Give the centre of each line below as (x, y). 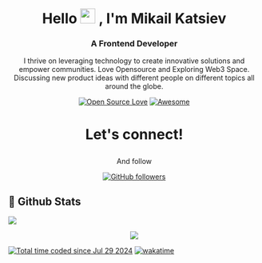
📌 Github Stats (45, 202)
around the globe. (134, 86)
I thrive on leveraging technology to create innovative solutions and (134, 61)
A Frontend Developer (134, 44)
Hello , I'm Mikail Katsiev (134, 19)
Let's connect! (134, 134)
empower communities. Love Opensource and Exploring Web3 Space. (134, 70)
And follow (134, 161)
